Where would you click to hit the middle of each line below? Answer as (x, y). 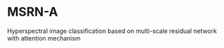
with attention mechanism (44, 38)
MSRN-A (33, 12)
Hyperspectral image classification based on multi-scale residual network (112, 31)
